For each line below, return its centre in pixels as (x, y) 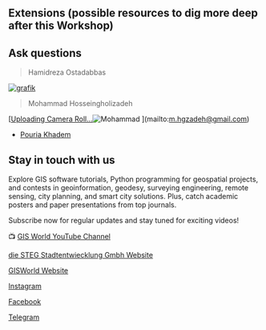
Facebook (25, 302)
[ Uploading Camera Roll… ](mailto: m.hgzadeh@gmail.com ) (129, 119)
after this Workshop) (61, 26)
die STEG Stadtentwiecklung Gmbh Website (81, 255)
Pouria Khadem (45, 135)
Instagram (25, 286)
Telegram (24, 317)
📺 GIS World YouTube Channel (59, 237)
